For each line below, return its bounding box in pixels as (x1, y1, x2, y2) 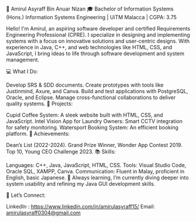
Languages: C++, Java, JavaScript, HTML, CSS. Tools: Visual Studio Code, (6, 162, 187, 169)
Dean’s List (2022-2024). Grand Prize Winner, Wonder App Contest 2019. (6, 142, 183, 148)
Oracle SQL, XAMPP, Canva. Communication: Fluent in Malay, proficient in (6, 168, 185, 175)
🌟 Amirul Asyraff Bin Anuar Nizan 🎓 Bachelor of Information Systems (6, 5, 174, 12)
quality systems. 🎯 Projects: (6, 100, 73, 107)
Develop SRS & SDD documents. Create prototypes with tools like (6, 81, 164, 88)
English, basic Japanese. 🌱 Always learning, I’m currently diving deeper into (6, 174, 189, 181)
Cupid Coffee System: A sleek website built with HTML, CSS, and (6, 111, 163, 118)
